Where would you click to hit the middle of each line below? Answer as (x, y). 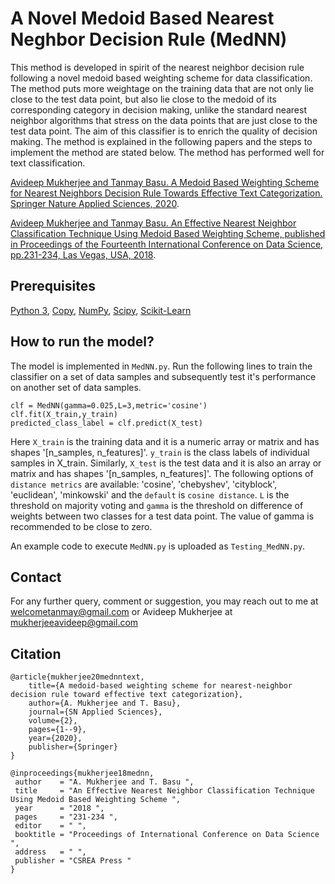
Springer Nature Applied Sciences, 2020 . (95, 203)
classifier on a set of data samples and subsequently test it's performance (163, 376)
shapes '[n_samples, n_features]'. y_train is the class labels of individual (160, 452)
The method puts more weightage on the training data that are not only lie (162, 88)
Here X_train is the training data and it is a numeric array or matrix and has (165, 441)
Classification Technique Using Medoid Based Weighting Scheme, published (168, 233)
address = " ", (50, 852)
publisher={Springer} (73, 747)
